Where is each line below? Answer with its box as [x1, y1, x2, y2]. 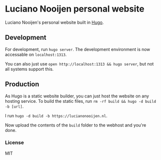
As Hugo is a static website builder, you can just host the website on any [5, 93, 149, 99]
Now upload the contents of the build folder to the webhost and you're [5, 122, 146, 128]
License [5, 139, 24, 146]
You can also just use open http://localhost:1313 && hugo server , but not [5, 61, 154, 66]
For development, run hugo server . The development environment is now [5, 46, 150, 52]
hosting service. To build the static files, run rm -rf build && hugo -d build [5, 98, 156, 104]
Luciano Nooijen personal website [5, 3, 145, 15]
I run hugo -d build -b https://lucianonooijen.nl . [5, 112, 108, 118]
